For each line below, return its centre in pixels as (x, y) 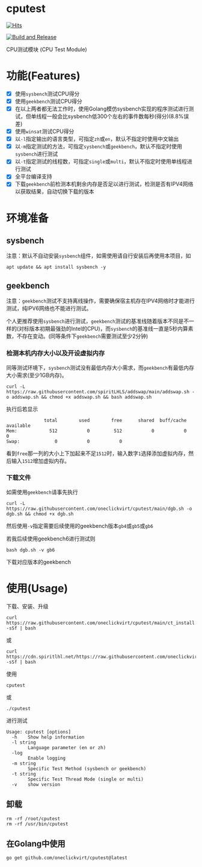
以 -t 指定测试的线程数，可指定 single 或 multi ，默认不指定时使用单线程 (101, 162)
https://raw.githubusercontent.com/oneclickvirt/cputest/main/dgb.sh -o (99, 509)
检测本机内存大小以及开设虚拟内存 (56, 354)
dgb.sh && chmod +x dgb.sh (40, 514)
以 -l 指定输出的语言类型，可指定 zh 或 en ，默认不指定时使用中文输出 (97, 139)
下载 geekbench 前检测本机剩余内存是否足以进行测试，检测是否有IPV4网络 (104, 184)
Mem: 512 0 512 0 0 (96, 431)
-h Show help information (48, 737)
